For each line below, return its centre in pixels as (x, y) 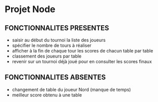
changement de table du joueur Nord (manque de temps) (71, 89)
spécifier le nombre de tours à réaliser (52, 45)
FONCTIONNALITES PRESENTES (57, 28)
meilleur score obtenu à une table (47, 95)
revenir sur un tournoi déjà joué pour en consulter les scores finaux (82, 61)
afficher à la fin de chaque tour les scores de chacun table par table (83, 51)
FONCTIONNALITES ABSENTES (55, 78)
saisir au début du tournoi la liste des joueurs (59, 40)
